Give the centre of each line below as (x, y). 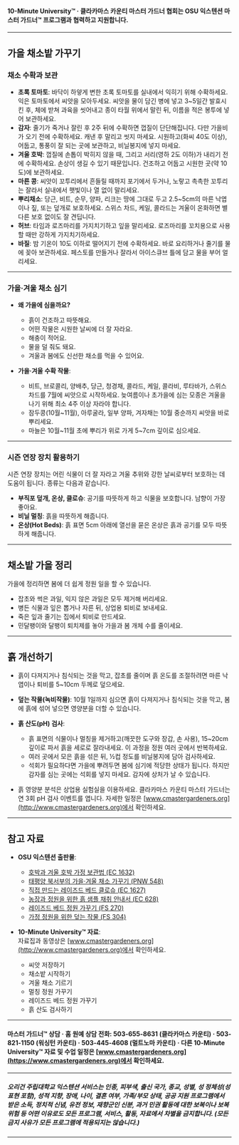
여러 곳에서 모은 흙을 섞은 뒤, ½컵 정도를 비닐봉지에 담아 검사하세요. (122, 757)
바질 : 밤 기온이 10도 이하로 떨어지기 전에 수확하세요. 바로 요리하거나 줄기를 (121, 243)
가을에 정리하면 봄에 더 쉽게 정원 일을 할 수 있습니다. (79, 584)
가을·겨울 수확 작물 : (44, 371)
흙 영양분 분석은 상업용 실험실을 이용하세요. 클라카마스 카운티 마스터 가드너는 (124, 789)
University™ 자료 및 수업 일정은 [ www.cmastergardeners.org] (97, 1052)
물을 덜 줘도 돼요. (52, 347)
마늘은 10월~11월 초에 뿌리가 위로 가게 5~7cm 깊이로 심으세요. (115, 430)
